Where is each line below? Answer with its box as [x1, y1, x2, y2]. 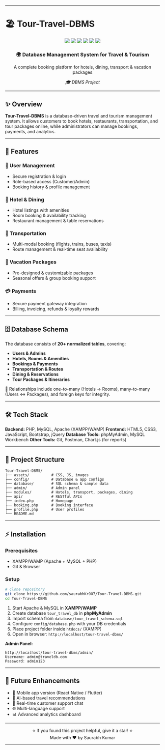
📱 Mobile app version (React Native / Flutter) [12, 690, 102, 695]
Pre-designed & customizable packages [12, 270, 93, 276]
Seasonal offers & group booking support [12, 275, 96, 281]
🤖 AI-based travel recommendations [12, 695, 86, 701]
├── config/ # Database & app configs [5, 477, 105, 482]
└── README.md [5, 512, 34, 517]
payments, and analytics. [5, 129, 56, 135]
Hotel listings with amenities [12, 207, 69, 213]
